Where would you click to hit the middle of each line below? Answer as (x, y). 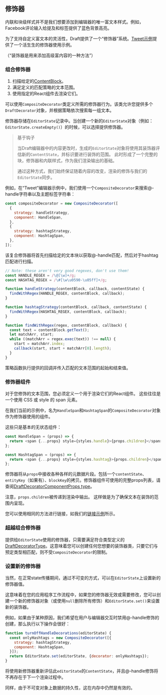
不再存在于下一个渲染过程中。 (35, 677)
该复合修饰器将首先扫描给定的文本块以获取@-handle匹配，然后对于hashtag (82, 255)
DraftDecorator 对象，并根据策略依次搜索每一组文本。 (60, 110)
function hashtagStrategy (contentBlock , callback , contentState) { (76, 307)
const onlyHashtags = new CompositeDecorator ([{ (61, 638)
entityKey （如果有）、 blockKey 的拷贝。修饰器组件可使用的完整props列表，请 (83, 480)
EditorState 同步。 (36, 177)
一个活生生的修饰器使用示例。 (44, 45)
